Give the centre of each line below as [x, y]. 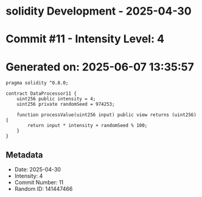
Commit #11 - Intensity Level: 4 [85, 39]
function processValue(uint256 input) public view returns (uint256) [107, 115]
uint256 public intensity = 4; [56, 99]
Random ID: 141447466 [44, 189]
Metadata [24, 155]
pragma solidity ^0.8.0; [37, 83]
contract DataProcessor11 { [41, 94]
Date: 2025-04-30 [38, 170]
